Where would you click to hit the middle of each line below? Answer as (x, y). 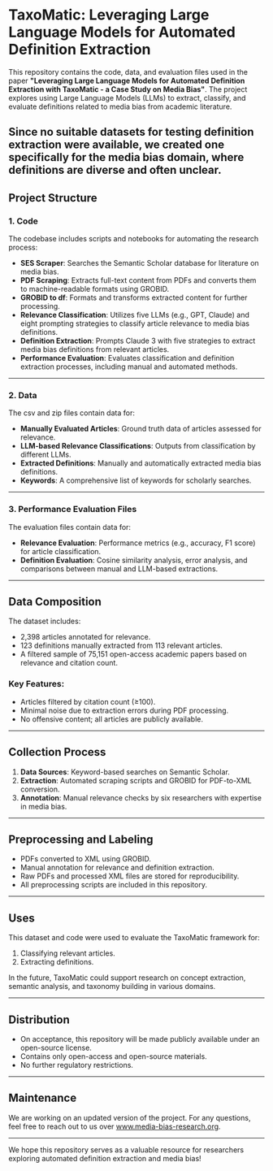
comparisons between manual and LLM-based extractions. (119, 568)
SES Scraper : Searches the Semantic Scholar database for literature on (139, 263)
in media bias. (43, 806)
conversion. (40, 789)
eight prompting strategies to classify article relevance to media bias (135, 323)
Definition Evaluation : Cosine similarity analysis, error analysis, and (134, 560)
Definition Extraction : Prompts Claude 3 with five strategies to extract (138, 341)
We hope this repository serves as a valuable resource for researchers (126, 1149)
